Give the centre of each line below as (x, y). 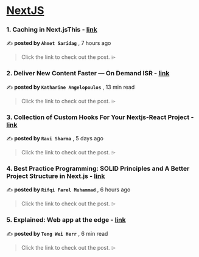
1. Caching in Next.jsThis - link (52, 30)
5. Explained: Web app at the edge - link (66, 220)
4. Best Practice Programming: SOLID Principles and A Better (98, 169)
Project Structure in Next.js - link (56, 176)
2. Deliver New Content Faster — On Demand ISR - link (88, 74)
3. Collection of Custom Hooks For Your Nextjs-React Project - (100, 117)
